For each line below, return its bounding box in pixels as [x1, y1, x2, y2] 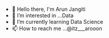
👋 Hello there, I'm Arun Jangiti [11, 6, 86, 12]
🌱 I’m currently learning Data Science [11, 18, 104, 25]
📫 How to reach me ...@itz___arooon [11, 25, 102, 32]
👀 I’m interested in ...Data [11, 12, 74, 19]
